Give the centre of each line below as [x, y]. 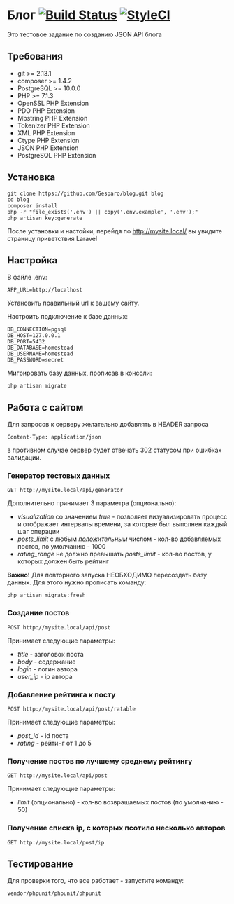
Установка [31, 178]
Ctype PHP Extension [48, 140]
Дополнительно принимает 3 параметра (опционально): [92, 503]
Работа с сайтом [45, 408]
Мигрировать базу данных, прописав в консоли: [80, 373]
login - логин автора [47, 669]
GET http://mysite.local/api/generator [65, 491]
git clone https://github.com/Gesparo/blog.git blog [86, 193]
